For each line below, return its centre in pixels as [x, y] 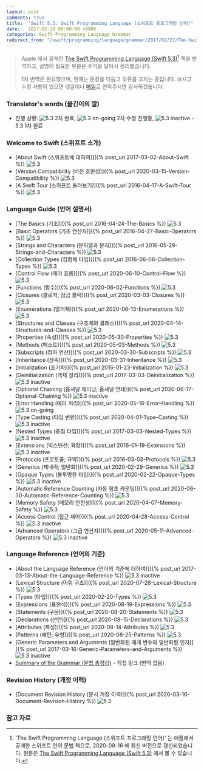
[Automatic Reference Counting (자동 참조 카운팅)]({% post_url [92, 488]
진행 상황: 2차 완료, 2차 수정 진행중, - [104, 118]
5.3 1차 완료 [29, 126]
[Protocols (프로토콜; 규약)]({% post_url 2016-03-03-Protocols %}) [98, 459]
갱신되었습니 [178, 746]
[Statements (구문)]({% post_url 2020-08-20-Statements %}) [91, 612]
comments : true [25, 18]
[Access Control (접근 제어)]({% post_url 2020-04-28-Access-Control [102, 516]
